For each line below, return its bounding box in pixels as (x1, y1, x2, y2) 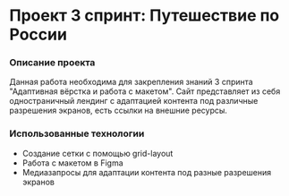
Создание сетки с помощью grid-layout (21, 148, 174, 158)
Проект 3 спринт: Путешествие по (9, 5, 280, 26)
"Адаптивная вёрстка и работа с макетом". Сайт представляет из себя (9, 86, 281, 97)
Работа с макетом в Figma (21, 158, 123, 168)
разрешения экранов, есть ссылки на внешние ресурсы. (9, 105, 228, 116)
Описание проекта (9, 56, 96, 69)
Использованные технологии (9, 127, 145, 140)
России (9, 24, 67, 45)
